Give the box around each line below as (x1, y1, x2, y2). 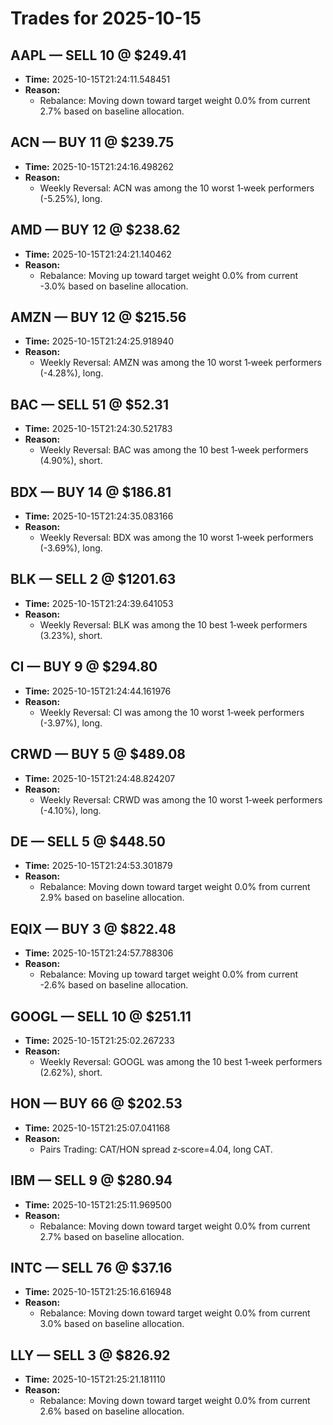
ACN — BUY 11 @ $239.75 (10, 134, 175, 151)
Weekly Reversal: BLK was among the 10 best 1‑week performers (39, 618, 308, 631)
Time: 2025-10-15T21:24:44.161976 (24, 685, 172, 697)
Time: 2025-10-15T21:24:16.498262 (24, 160, 175, 172)
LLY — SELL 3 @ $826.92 (10, 1347, 171, 1364)
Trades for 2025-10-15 (10, 7, 202, 30)
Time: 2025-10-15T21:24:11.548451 (24, 73, 171, 85)
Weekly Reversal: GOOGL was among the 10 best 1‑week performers (39, 1055, 323, 1067)
